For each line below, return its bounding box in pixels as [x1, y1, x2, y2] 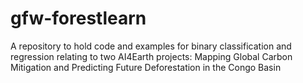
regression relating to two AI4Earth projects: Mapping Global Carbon [10, 50, 293, 62]
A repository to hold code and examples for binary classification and [10, 40, 292, 52]
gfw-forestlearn [10, 7, 147, 30]
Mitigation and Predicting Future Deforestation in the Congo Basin [10, 61, 282, 73]
